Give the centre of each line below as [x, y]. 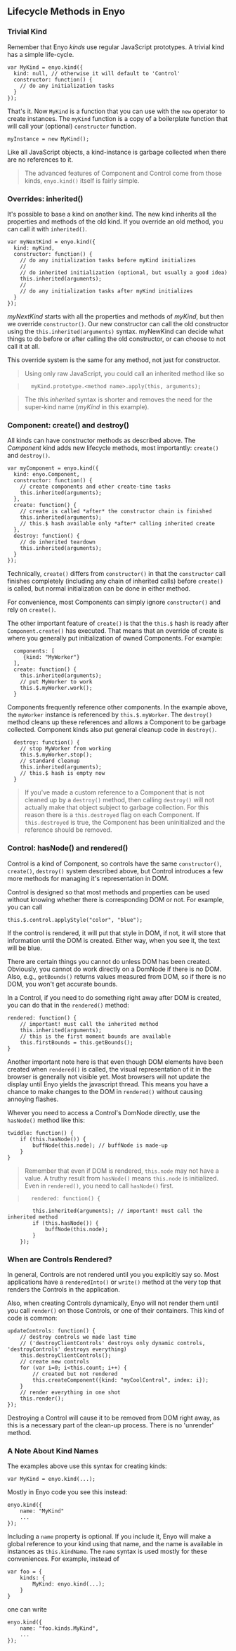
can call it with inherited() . [47, 229]
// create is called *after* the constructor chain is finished [116, 512]
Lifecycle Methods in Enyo [66, 12]
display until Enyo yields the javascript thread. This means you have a [108, 1084]
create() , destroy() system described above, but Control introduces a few [115, 871]
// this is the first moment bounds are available [96, 1036]
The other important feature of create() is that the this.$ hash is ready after [118, 623]
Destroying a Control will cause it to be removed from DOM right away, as [113, 1418]
